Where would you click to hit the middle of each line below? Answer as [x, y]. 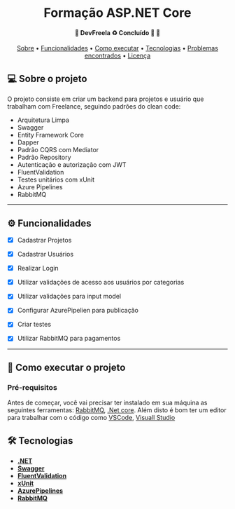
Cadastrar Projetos [44, 240]
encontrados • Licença [117, 56]
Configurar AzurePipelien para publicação [78, 311]
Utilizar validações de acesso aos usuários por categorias [101, 283]
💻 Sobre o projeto [47, 79]
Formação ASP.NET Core [117, 13]
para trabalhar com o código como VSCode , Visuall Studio [91, 418]
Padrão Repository [44, 157]
